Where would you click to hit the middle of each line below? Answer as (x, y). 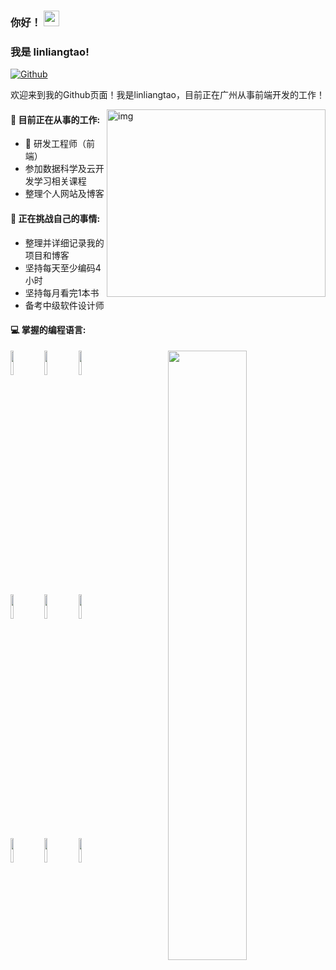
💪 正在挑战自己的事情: (55, 219)
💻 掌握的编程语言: (48, 330)
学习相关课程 (60, 181)
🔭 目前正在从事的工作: (55, 119)
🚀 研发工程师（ (55, 144)
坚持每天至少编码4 (63, 267)
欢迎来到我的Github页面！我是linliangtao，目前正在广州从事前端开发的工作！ (168, 95)
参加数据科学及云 (60, 169)
